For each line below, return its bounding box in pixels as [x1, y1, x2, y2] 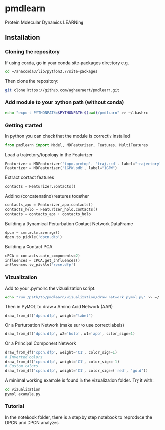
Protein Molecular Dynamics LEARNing [5, 19, 83, 25]
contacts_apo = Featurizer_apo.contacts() [5, 202, 93, 207]
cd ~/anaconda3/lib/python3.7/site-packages [5, 69, 98, 74]
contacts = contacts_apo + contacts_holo [5, 212, 91, 217]
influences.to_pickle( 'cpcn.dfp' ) [5, 262, 76, 267]
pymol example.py [5, 391, 41, 397]
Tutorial [5, 403, 24, 410]
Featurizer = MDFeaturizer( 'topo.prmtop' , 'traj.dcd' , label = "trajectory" [5, 161, 162, 166]
